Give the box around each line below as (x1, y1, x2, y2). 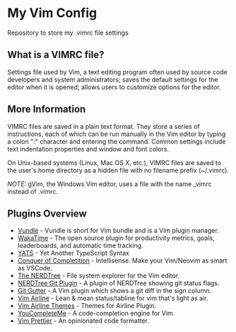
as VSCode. (17, 264, 53, 273)
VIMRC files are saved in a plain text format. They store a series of (7, 122, 200, 130)
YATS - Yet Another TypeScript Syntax (17, 249, 129, 258)
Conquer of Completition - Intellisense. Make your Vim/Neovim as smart (17, 256, 228, 265)
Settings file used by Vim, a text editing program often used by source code (7, 67, 228, 76)
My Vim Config (7, 5, 98, 21)
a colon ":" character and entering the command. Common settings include (7, 137, 226, 146)
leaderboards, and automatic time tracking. (17, 241, 143, 250)
